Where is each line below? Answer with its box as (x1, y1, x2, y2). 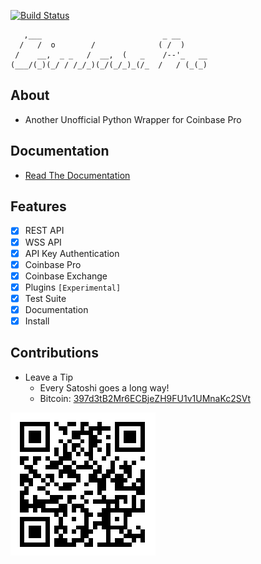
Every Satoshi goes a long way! (39, 381, 170, 394)
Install (24, 315, 50, 327)
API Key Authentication (24, 247, 120, 259)
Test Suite (24, 292, 67, 304)
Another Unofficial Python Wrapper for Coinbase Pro (24, 113, 242, 125)
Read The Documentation (24, 169, 131, 181)
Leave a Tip (24, 371, 74, 383)
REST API (24, 225, 65, 237)
